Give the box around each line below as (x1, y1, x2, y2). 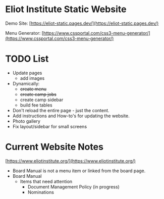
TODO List (5, 53, 49, 65)
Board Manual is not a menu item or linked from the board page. (12, 168, 146, 174)
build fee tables (20, 102, 52, 108)
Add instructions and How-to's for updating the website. (12, 113, 130, 119)
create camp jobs (20, 91, 57, 97)
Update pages (12, 70, 42, 76)
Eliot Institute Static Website (5, 4, 127, 15)
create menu (20, 86, 47, 92)
